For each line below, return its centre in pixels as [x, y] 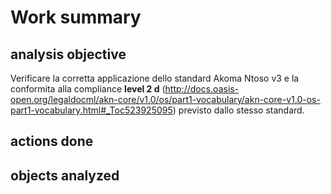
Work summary [76, 17]
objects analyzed [65, 175]
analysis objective [68, 54]
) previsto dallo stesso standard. [238, 110]
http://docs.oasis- [202, 89]
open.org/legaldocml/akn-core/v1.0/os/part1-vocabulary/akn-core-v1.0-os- [165, 99]
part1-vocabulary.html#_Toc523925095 [91, 110]
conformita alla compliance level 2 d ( [88, 89]
